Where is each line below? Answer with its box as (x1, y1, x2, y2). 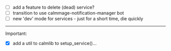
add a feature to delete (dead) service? (12, 5, 95, 10)
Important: (5, 30, 27, 37)
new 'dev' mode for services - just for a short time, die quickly (12, 16, 144, 22)
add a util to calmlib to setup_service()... (12, 40, 97, 46)
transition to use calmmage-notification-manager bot (12, 10, 124, 16)
